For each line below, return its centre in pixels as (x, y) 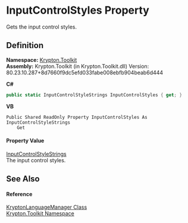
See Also (23, 179)
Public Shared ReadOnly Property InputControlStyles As (77, 117)
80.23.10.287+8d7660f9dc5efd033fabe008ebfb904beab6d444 (85, 73)
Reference (19, 194)
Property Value (25, 141)
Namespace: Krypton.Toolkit (42, 59)
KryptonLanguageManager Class (47, 207)
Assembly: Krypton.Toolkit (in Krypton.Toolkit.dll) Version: (78, 66)
